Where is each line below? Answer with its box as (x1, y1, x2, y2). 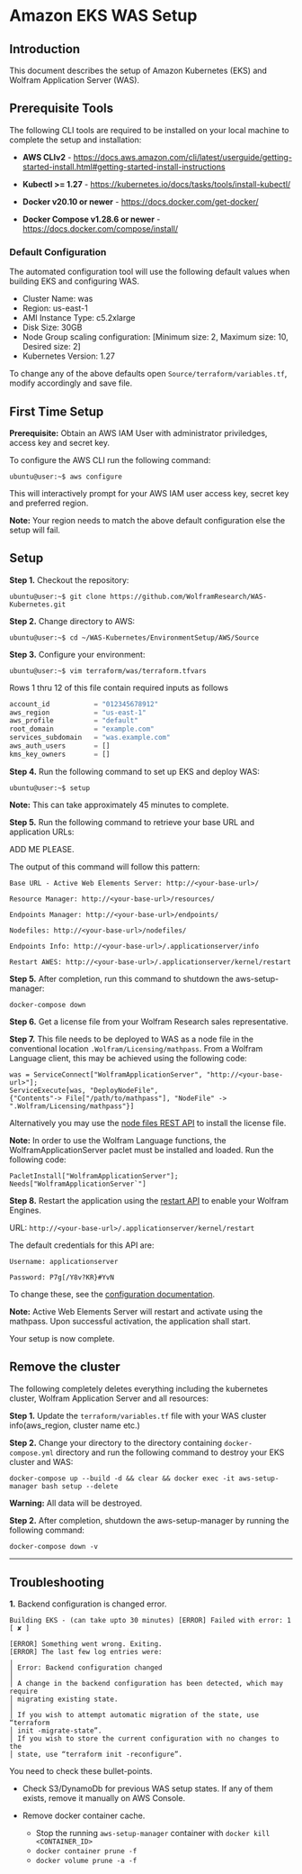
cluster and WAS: (9, 1456, 74, 1467)
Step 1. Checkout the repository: (9, 574, 129, 586)
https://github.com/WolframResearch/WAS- (109, 592, 268, 601)
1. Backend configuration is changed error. (9, 1598, 167, 1609)
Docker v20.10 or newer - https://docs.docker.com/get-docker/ (22, 196, 259, 207)
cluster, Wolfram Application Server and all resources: (9, 1393, 209, 1404)
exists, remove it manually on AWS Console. (22, 1793, 186, 1804)
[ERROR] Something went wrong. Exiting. (9, 1640, 164, 1649)
